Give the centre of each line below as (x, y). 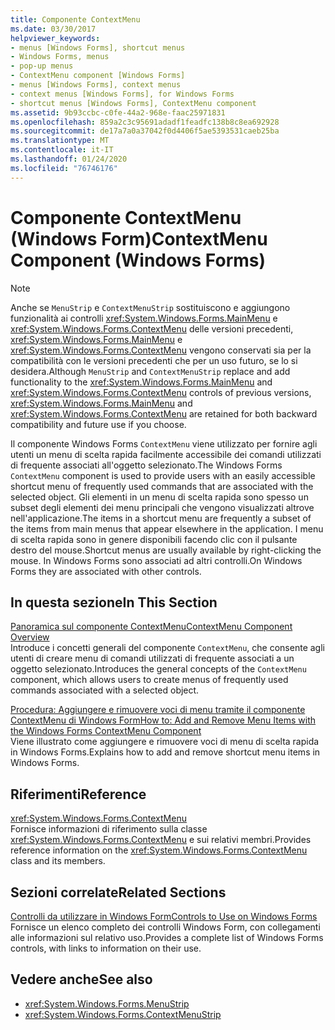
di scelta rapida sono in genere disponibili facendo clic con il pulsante (154, 539)
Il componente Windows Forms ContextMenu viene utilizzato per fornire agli (164, 443)
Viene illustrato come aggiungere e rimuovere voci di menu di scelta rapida (165, 742)
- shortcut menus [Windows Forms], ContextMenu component (133, 103)
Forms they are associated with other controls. (106, 571)
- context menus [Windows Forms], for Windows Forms (122, 94)
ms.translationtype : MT (60, 141)
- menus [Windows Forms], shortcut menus (98, 47)
